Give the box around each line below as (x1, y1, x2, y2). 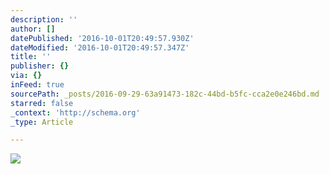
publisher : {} (10, 61, 70, 71)
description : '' (10, 14, 78, 25)
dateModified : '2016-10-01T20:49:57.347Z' (10, 42, 190, 53)
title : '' (10, 52, 52, 62)
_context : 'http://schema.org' (10, 107, 141, 118)
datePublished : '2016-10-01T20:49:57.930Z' (10, 33, 195, 43)
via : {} (10, 71, 43, 81)
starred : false (10, 98, 74, 108)
